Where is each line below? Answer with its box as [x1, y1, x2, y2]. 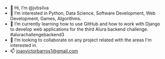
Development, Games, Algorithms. [10, 16, 82, 21]
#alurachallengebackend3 [10, 32, 65, 37]
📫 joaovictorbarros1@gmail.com [10, 48, 78, 54]
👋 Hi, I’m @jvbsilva [10, 5, 49, 11]
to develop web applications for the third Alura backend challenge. [10, 26, 149, 32]
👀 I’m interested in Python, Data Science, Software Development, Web [10, 10, 156, 16]
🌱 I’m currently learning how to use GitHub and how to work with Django [10, 21, 160, 27]
